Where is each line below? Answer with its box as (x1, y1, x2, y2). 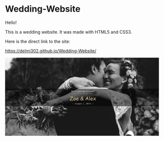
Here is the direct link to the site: (5, 38, 70, 44)
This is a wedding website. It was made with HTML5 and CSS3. (5, 29, 132, 35)
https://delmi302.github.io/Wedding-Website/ (5, 48, 97, 54)
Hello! (5, 20, 17, 25)
